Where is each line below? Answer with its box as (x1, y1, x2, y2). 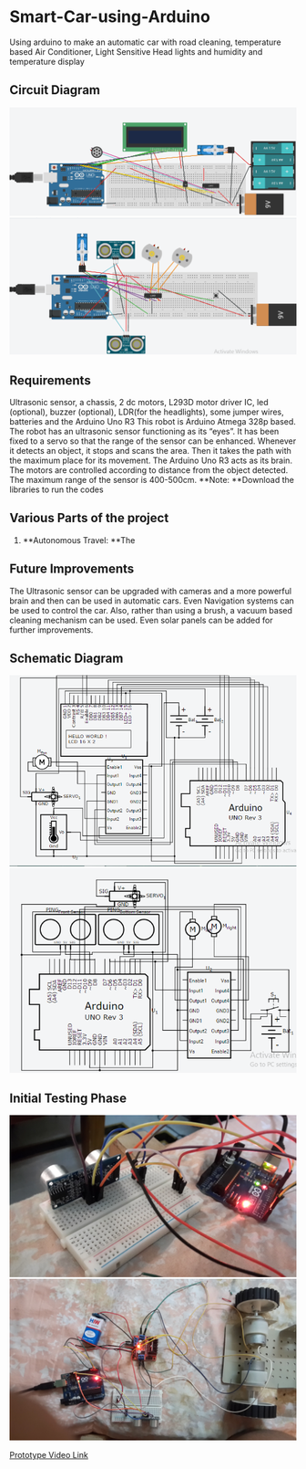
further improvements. (9, 624, 94, 635)
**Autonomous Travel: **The (22, 534, 136, 545)
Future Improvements (9, 561, 135, 577)
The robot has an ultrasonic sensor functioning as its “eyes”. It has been (9, 426, 280, 437)
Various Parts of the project (9, 510, 169, 526)
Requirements (9, 372, 91, 388)
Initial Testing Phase (9, 1090, 127, 1106)
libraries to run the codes (9, 484, 104, 495)
